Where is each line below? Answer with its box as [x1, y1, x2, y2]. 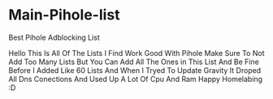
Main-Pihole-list [8, 6, 120, 24]
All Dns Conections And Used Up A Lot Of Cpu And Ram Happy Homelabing [8, 74, 262, 84]
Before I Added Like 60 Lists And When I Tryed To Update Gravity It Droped [8, 65, 262, 75]
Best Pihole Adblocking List [8, 32, 100, 42]
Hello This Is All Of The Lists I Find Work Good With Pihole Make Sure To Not [8, 48, 265, 58]
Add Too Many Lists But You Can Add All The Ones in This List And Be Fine [8, 57, 260, 67]
